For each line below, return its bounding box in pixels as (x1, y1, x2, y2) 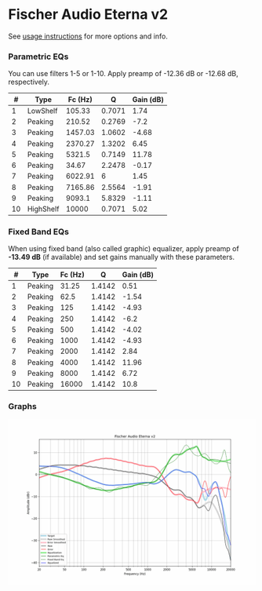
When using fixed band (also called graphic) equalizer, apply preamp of (8, 244, 239, 254)
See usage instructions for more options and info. (8, 31, 169, 41)
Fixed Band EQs (8, 226, 69, 237)
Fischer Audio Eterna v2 (8, 5, 169, 24)
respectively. (8, 77, 49, 87)
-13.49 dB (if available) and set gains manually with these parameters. (8, 253, 235, 262)
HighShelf (27, 204, 60, 213)
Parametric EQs (8, 51, 69, 62)
